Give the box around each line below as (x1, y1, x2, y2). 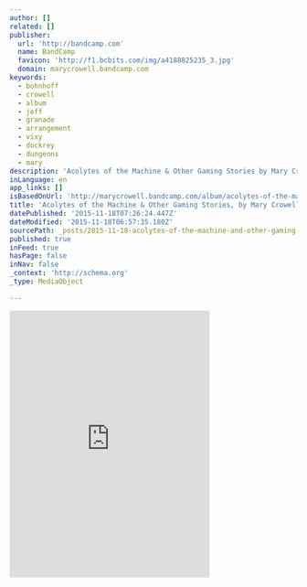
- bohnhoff (17, 81, 59, 91)
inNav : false (9, 260, 59, 270)
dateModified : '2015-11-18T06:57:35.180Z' (9, 217, 174, 227)
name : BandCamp (17, 48, 76, 57)
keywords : (9, 73, 48, 82)
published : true (9, 234, 71, 243)
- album (17, 98, 48, 108)
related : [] (9, 22, 55, 31)
